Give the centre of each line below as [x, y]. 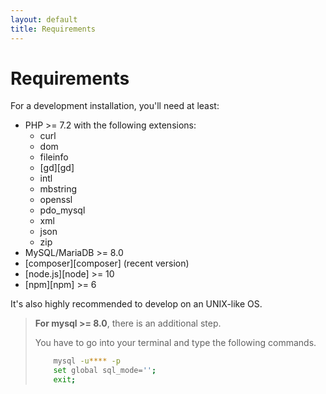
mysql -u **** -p [87, 361]
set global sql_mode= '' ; [105, 371]
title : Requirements [53, 29]
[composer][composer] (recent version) [107, 263]
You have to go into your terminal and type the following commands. [175, 343]
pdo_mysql [62, 210]
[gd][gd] [57, 168]
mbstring [58, 189]
